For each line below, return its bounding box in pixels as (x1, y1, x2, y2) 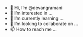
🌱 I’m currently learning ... (10, 15, 64, 21)
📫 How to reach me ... (10, 26, 57, 32)
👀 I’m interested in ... (10, 10, 53, 16)
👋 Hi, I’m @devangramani (10, 5, 63, 10)
